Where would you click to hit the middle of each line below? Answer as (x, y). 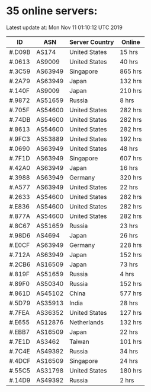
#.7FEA (19, 312)
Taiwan (79, 342)
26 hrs (128, 235)
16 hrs (128, 167)
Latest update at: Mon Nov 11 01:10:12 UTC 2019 (64, 27)
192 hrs (131, 139)
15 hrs (128, 52)
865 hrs (131, 71)
